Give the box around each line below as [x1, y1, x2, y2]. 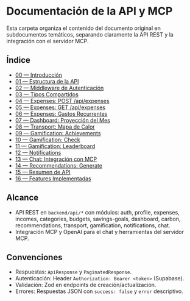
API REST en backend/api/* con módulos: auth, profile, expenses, [15, 208, 180, 216]
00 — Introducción [15, 71, 63, 79]
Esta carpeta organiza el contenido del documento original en [6, 24, 161, 32]
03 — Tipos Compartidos [15, 90, 79, 98]
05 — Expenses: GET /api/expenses [15, 104, 105, 111]
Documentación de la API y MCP [6, 4, 173, 18]
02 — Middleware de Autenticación [15, 84, 104, 91]
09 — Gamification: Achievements [15, 129, 101, 136]
